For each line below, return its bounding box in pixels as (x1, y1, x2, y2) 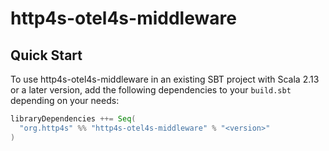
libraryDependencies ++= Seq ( (10, 114, 137, 124)
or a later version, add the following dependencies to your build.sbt (10, 84, 292, 96)
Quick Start (10, 47, 83, 64)
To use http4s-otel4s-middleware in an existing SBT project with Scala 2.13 (10, 73, 320, 85)
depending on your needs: (10, 95, 120, 106)
